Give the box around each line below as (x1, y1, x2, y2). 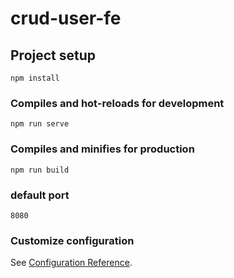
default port (10, 188, 70, 202)
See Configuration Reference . (10, 257, 133, 269)
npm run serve (10, 119, 70, 129)
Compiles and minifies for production (10, 142, 195, 156)
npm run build (10, 165, 70, 175)
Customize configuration (10, 233, 135, 247)
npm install (10, 73, 60, 83)
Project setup (10, 47, 97, 64)
